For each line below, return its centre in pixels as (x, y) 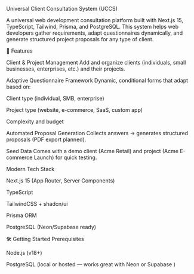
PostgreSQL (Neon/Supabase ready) (51, 227)
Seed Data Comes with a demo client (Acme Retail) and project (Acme (93, 151)
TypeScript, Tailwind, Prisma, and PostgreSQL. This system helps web (93, 27)
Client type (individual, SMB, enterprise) (55, 98)
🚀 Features (19, 51)
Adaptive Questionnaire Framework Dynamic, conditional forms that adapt (97, 80)
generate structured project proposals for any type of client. (80, 39)
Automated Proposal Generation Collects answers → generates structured (97, 133)
